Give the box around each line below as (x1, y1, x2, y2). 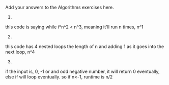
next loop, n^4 (5, 49, 35, 55)
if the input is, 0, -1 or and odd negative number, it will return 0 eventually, (5, 68, 160, 74)
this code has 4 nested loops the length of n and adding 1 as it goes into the (5, 44, 164, 50)
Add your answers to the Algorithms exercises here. (5, 5, 115, 10)
